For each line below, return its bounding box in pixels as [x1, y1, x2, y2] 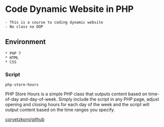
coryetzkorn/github [5, 117, 45, 123]
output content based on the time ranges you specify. [5, 107, 115, 113]
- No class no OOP [5, 24, 43, 29]
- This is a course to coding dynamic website [5, 20, 103, 25]
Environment [5, 38, 46, 46]
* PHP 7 [5, 51, 21, 56]
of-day [5, 96, 19, 102]
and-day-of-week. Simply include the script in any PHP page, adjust [19, 96, 160, 102]
